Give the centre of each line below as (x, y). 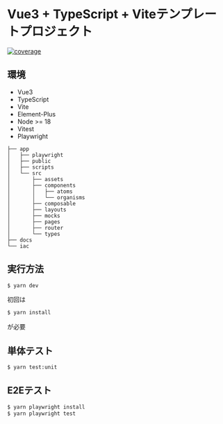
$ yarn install (29, 313)
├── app (18, 149)
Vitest (26, 128)
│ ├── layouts (37, 210)
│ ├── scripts (31, 167)
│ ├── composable (42, 203)
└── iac (18, 246)
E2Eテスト (30, 390)
